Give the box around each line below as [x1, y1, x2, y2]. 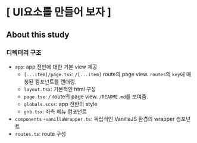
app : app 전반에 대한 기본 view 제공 [14, 63, 98, 70]
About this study [6, 29, 70, 39]
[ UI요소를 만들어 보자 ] [6, 5, 112, 19]
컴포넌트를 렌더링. [35, 78, 77, 85]
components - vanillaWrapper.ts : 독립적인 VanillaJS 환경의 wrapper [14, 115, 175, 122]
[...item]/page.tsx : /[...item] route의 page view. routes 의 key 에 [23, 70, 186, 77]
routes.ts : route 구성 [14, 130, 67, 137]
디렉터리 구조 [6, 48, 42, 57]
